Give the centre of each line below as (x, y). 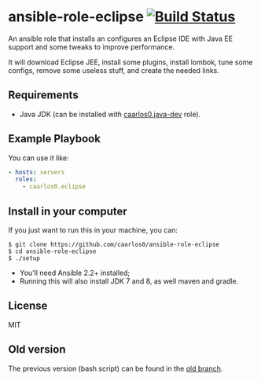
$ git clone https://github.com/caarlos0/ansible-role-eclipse (114, 244)
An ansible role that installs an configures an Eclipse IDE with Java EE (121, 38)
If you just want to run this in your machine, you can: (93, 230)
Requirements (43, 95)
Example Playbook (54, 139)
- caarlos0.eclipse (54, 187)
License (28, 306)
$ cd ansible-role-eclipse (52, 251)
